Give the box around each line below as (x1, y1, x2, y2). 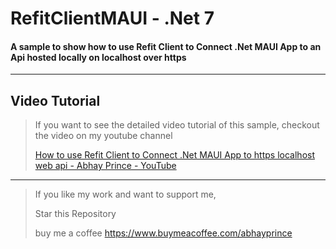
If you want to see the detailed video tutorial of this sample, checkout (34, 119, 320, 131)
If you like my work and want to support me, (34, 188, 217, 201)
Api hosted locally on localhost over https (10, 51, 187, 63)
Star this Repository (34, 208, 117, 220)
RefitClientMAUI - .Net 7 (10, 7, 215, 30)
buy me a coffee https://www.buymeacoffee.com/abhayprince (34, 227, 293, 239)
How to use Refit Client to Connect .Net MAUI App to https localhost (34, 149, 315, 161)
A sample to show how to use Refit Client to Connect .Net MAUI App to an (10, 40, 322, 52)
